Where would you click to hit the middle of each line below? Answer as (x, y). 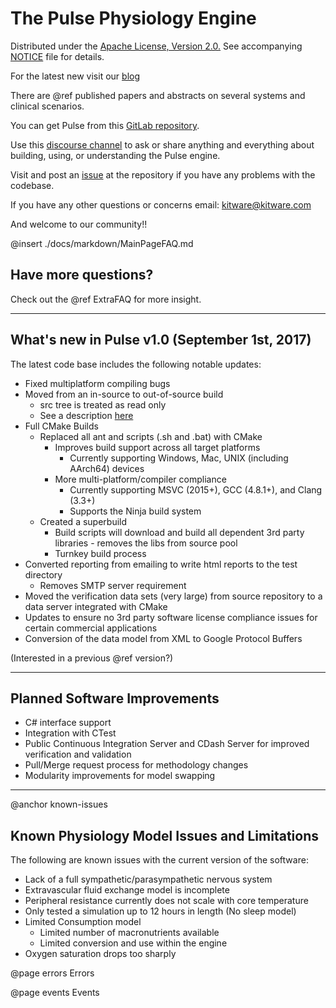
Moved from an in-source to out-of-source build (124, 394)
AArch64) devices (107, 468)
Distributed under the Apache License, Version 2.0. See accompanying (156, 46)
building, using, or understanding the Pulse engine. (115, 155)
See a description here (86, 415)
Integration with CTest (70, 733)
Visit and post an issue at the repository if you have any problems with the (163, 174)
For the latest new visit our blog (75, 76)
